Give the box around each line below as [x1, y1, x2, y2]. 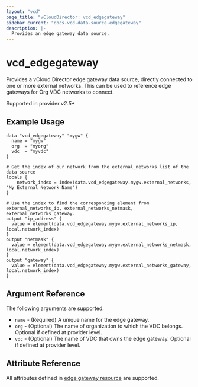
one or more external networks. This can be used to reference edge [6, 82, 171, 89]
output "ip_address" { [6, 216, 62, 222]
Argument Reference [6, 289, 85, 299]
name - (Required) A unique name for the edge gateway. [14, 316, 150, 323]
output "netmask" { [6, 236, 54, 242]
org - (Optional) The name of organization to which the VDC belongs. [14, 322, 183, 330]
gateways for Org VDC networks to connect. [6, 88, 114, 95]
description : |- [6, 25, 46, 31]
